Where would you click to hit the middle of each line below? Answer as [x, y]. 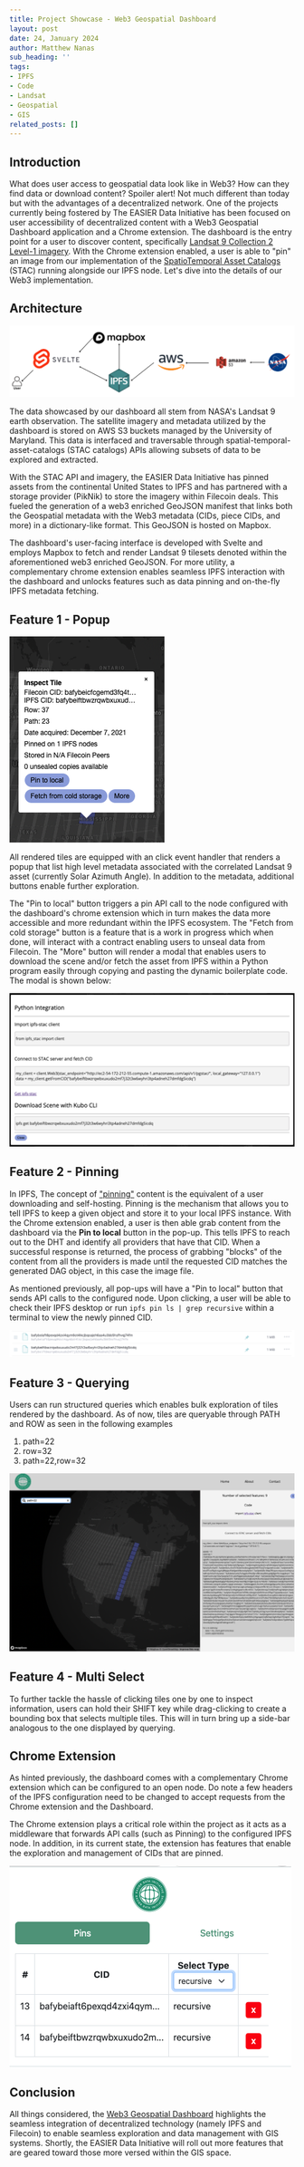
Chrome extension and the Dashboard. [81, 1806]
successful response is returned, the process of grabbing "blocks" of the [146, 1251]
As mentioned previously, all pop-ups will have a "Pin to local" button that [146, 1288]
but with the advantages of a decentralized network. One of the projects [144, 203]
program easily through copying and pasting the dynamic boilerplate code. [148, 971]
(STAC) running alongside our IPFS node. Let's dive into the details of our [146, 271]
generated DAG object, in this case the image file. [102, 1271]
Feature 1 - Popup [60, 619]
